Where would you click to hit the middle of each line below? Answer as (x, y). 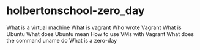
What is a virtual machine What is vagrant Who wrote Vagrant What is (94, 27)
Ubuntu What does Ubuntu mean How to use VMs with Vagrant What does (100, 34)
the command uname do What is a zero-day (62, 40)
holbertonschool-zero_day (76, 11)
